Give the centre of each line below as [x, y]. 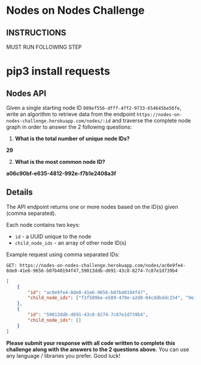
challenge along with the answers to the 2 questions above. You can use [98, 349]
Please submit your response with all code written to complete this [91, 343]
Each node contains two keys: [43, 225]
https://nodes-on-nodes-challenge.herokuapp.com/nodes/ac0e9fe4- [103, 265]
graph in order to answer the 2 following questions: [69, 127]
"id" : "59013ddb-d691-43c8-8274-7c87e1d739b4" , [88, 315]
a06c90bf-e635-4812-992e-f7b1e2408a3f [61, 173]
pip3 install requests [58, 71]
